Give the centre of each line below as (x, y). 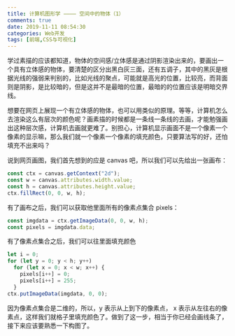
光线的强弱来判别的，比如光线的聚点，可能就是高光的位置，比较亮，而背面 (120, 78)
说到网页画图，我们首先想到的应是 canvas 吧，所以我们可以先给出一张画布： (117, 160)
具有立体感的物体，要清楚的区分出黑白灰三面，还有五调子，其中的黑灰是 (117, 69)
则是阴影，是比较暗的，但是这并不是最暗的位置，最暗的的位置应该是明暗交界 (117, 87)
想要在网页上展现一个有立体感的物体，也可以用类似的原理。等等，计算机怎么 (117, 111)
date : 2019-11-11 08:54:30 (47, 27)
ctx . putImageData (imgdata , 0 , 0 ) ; (58, 294)
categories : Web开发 (36, 33)
